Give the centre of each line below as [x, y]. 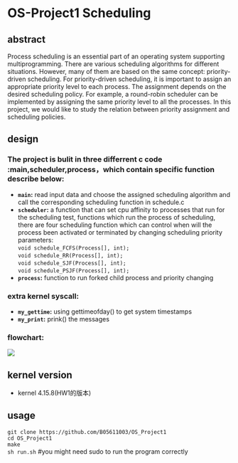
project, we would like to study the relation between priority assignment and [119, 109]
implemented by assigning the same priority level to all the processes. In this [119, 102]
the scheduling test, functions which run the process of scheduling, [117, 217]
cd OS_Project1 [30, 438]
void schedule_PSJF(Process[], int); [74, 271]
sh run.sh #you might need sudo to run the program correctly [98, 451]
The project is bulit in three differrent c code [85, 159]
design [23, 139]
